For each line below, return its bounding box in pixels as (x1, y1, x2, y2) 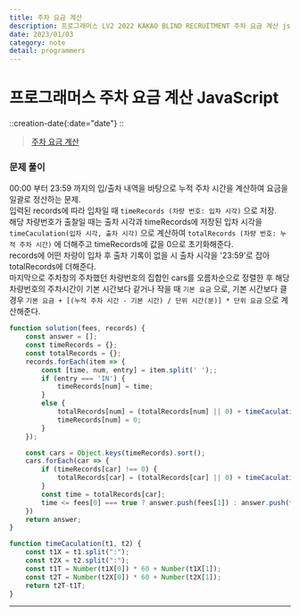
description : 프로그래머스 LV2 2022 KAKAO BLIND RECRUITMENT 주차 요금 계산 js (9, 21, 291, 30)
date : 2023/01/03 (9, 30, 74, 38)
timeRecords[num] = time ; (56, 382, 154, 391)
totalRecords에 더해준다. (9, 261, 96, 272)
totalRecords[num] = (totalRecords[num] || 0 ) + (56, 407, 242, 416)
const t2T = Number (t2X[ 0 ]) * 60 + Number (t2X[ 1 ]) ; (25, 572, 221, 582)
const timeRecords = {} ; (25, 341, 118, 350)
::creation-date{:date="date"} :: (9, 118, 125, 129)
